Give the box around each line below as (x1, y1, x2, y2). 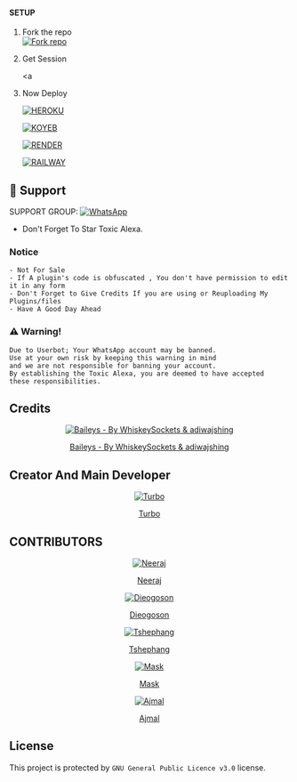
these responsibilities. (9, 376, 101, 386)
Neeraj (137, 575, 162, 586)
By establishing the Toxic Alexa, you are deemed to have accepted (9, 369, 265, 378)
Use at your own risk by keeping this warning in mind (9, 353, 217, 362)
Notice (9, 246, 39, 258)
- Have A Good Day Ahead (9, 305, 101, 314)
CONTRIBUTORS (9, 534, 103, 549)
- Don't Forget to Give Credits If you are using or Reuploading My (9, 289, 269, 298)
